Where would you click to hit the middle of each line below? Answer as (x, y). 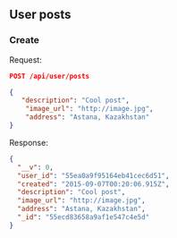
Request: (25, 59)
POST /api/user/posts (50, 76)
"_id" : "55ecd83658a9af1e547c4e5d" (84, 217)
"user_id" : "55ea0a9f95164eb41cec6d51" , (93, 175)
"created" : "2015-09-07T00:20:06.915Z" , (93, 184)
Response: (29, 142)
